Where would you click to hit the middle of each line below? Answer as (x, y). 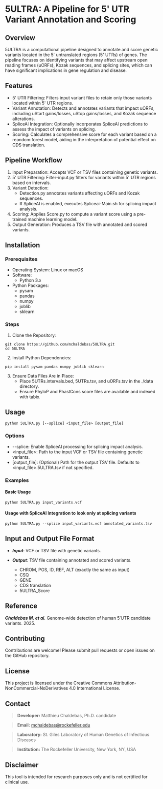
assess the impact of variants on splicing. (54, 129)
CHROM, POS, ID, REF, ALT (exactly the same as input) (74, 569)
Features (19, 86)
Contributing (25, 639)
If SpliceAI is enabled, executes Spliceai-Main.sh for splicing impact (88, 203)
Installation (23, 245)
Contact (18, 704)
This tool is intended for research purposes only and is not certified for (76, 777)
